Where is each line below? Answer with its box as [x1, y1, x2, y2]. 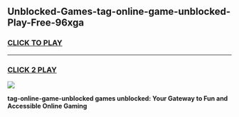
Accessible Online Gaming [7, 101, 87, 110]
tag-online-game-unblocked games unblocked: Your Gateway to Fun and [7, 94, 228, 102]
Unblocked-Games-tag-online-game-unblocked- [7, 6, 231, 18]
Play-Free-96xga [7, 17, 85, 29]
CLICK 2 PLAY [7, 65, 57, 74]
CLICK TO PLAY [7, 38, 63, 48]
